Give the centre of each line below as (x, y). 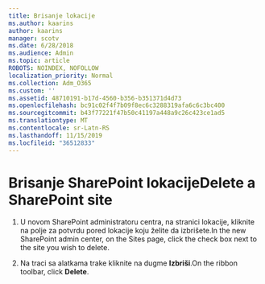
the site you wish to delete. (65, 248)
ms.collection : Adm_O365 (50, 83)
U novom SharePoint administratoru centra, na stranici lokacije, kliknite (137, 222)
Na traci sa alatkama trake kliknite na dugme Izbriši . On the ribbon (128, 263)
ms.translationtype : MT (48, 121)
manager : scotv (34, 38)
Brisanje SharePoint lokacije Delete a (132, 183)
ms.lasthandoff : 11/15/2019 (56, 135)
